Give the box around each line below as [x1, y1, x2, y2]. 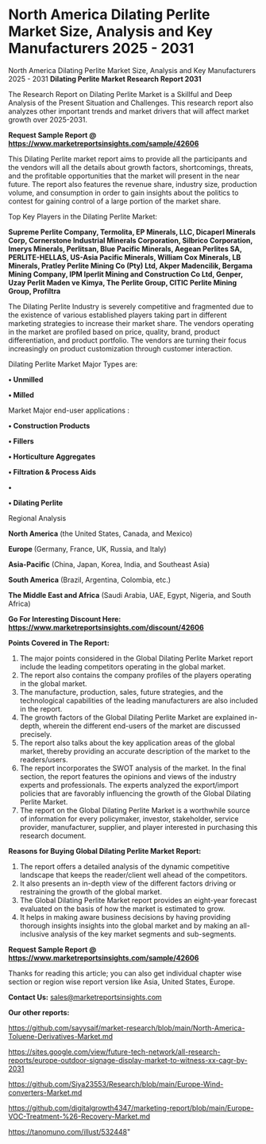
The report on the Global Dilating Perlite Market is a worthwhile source [19, 805, 250, 815]
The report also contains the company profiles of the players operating [19, 670, 252, 680]
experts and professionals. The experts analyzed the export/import [19, 780, 239, 789]
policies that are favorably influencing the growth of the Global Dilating [19, 789, 252, 798]
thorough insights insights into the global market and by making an [19, 921, 238, 930]
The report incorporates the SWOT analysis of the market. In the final [19, 763, 246, 773]
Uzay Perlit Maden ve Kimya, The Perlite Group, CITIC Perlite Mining [8, 277, 237, 287]
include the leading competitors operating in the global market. [19, 661, 226, 671]
